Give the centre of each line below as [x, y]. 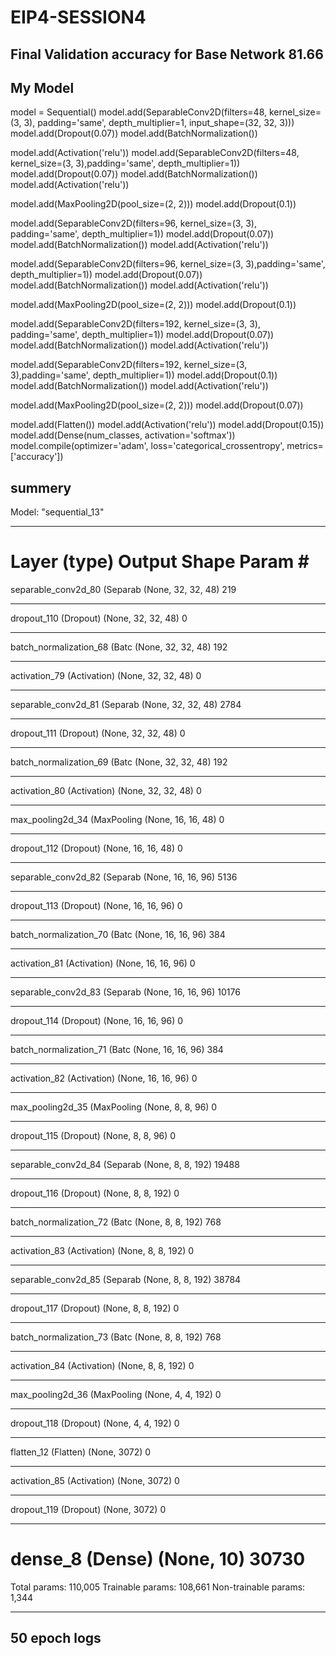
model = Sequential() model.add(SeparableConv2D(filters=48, [139, 112]
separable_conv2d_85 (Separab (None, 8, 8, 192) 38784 [126, 1280]
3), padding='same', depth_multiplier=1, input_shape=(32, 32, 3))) [159, 123]
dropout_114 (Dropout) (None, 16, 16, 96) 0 [97, 1021]
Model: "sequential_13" [57, 512]
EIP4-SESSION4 [78, 17]
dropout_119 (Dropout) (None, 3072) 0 [88, 1510]
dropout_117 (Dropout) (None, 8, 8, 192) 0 [95, 1308]
